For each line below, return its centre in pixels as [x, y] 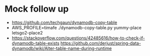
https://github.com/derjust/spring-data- [101, 43]
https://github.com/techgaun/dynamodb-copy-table [64, 22]
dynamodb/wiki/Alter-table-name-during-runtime [62, 48]
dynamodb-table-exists [35, 43]
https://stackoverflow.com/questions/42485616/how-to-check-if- [78, 38]
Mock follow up [37, 9]
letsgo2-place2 [27, 33]
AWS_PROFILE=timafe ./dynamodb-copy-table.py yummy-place [76, 27]
